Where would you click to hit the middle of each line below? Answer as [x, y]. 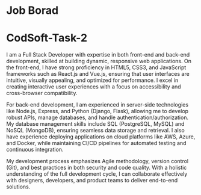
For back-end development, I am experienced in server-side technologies [97, 105]
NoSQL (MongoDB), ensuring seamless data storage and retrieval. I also [95, 131]
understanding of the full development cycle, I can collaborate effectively [97, 174]
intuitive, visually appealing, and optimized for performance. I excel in [92, 80]
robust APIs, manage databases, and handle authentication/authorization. [97, 117]
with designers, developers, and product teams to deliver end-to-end [92, 181]
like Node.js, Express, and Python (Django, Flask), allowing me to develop [97, 111]
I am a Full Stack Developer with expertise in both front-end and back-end [98, 55]
